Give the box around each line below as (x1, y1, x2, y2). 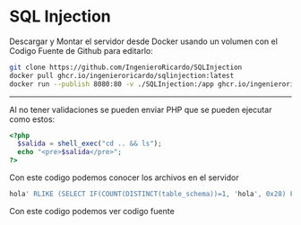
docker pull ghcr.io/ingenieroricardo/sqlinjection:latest (9, 71, 235, 80)
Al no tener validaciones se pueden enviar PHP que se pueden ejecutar (9, 104, 272, 115)
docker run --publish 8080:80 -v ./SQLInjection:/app (9, 79, 215, 89)
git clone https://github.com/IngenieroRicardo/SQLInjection (9, 63, 243, 72)
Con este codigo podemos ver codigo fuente (9, 205, 175, 216)
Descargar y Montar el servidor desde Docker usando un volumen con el (9, 36, 278, 47)
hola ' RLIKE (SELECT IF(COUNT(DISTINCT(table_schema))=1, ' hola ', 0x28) (9, 190, 287, 199)
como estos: (9, 114, 56, 125)
